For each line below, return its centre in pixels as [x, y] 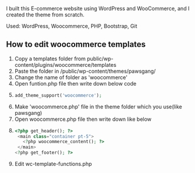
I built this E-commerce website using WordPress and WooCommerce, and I [98, 9]
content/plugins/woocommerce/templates [65, 65]
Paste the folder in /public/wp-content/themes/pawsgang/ [85, 71]
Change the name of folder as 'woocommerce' [71, 77]
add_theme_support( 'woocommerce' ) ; [58, 95]
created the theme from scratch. [45, 15]
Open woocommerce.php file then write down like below [83, 119]
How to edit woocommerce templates [76, 44]
